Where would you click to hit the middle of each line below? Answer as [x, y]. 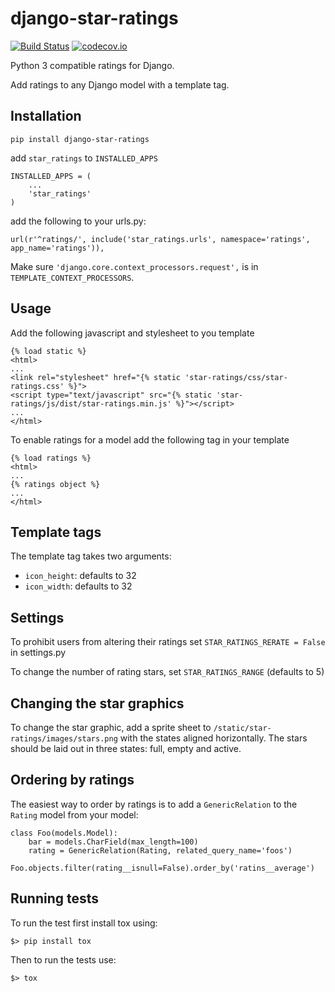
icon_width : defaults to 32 [78, 586]
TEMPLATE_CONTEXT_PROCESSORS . [72, 277]
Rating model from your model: [74, 814]
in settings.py [38, 653]
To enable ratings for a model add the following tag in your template [150, 439]
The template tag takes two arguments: [91, 556]
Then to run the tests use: [63, 959]
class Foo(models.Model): [64, 833]
